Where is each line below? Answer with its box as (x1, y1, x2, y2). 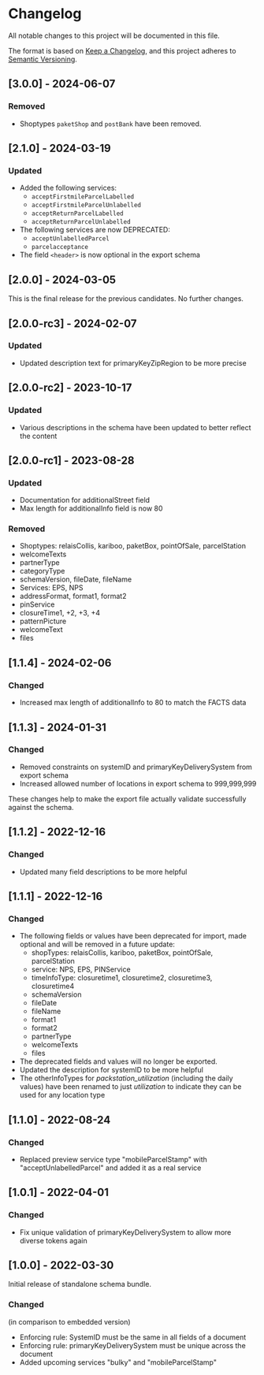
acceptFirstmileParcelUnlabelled (31, 202, 142, 210)
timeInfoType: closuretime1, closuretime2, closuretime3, (31, 973, 213, 983)
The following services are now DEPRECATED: (19, 225, 171, 235)
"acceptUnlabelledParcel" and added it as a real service (19, 1163, 202, 1172)
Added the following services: (19, 183, 117, 193)
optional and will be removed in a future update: (19, 939, 176, 949)
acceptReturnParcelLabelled (31, 210, 124, 217)
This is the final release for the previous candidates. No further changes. (8, 294, 244, 303)
